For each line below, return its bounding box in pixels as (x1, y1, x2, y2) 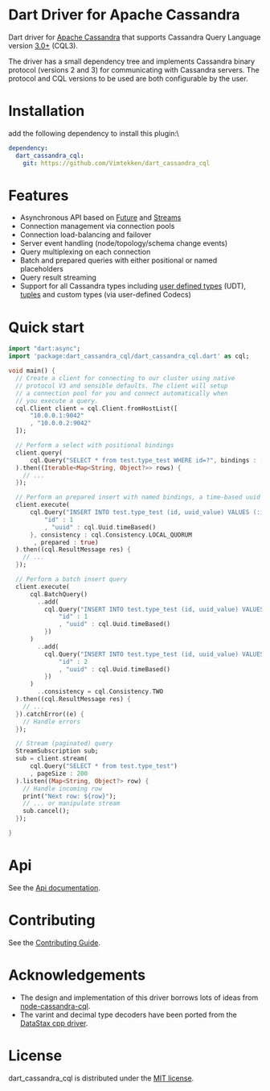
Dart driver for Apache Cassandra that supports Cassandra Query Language (8, 32, 261, 42)
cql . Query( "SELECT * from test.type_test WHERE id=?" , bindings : (29, 456, 257, 464)
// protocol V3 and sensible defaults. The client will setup (15, 381, 228, 390)
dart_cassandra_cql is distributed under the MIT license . (8, 1073, 194, 1083)
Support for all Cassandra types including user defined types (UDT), (19, 281, 247, 291)
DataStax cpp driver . (19, 1018, 88, 1028)
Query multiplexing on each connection (19, 247, 151, 257)
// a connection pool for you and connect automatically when (15, 389, 228, 397)
